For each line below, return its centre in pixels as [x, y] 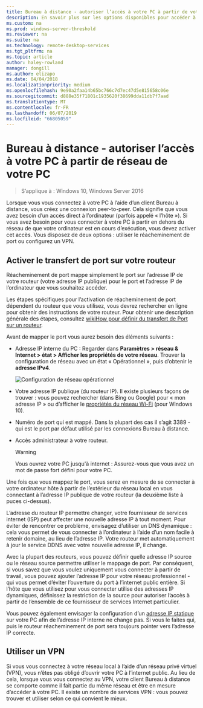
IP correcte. [21, 633]
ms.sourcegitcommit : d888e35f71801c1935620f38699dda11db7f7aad [88, 96]
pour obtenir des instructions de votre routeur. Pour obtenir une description [100, 312]
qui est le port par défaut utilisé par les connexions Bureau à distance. [102, 429]
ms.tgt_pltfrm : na [29, 51]
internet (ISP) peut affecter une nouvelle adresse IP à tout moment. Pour [96, 519]
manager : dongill [28, 68]
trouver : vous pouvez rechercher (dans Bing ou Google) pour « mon [100, 398]
